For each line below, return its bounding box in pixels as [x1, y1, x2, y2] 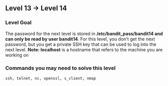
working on [5, 52, 29, 58]
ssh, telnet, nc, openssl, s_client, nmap [5, 75, 96, 81]
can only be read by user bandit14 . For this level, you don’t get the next [5, 36, 155, 42]
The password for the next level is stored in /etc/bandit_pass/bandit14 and [5, 30, 163, 37]
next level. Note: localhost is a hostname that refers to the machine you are [5, 46, 163, 52]
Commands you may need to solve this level [5, 64, 116, 71]
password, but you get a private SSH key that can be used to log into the [5, 41, 157, 47]
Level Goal [5, 19, 32, 26]
